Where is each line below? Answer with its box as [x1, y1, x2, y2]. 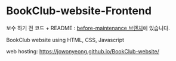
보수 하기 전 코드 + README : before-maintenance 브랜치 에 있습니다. [6, 24, 170, 31]
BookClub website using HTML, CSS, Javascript [6, 36, 124, 43]
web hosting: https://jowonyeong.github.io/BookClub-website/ [6, 47, 159, 54]
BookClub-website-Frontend [6, 4, 152, 18]
